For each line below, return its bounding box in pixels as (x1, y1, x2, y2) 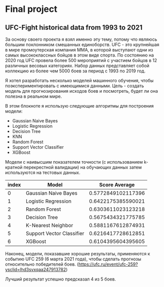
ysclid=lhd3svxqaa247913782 (5, 267, 66, 272)
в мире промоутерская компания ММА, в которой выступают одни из (5, 47, 153, 53)
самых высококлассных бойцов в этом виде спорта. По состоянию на (5, 52, 154, 58)
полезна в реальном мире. (5, 93, 62, 99)
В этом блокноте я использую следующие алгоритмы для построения (5, 103, 154, 109)
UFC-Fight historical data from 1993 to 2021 (5, 23, 143, 32)
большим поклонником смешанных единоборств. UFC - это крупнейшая (5, 42, 160, 48)
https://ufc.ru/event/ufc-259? (78, 261, 138, 267)
